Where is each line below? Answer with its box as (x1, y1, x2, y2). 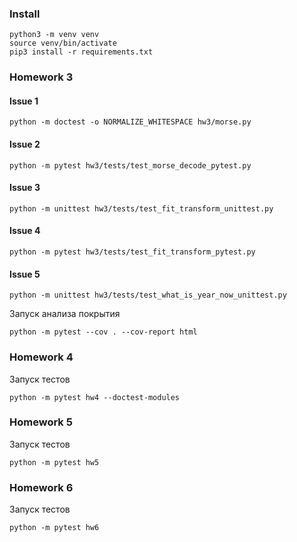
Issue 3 (9, 182, 41, 194)
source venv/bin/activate (9, 38, 117, 49)
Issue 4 (9, 225, 41, 237)
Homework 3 (9, 70, 74, 84)
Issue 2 (9, 138, 41, 151)
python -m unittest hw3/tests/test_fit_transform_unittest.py (9, 203, 274, 214)
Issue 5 (9, 268, 41, 280)
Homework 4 (9, 350, 74, 364)
